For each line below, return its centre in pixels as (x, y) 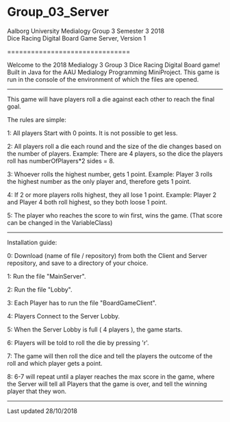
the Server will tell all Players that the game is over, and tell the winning (107, 384)
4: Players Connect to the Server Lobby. (63, 316)
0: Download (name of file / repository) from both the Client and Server (107, 255)
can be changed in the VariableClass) (60, 222)
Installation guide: (32, 242)
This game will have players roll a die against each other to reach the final (111, 99)
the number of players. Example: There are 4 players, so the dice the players (115, 153)
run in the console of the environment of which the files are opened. (103, 79)
